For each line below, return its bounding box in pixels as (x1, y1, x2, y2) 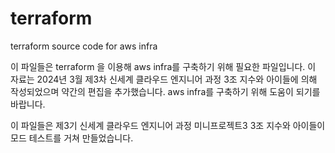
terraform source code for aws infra (10, 40, 158, 52)
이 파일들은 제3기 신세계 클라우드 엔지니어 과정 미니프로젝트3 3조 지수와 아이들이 (10, 119, 326, 131)
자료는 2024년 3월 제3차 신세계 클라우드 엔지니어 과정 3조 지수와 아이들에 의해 (10, 73, 318, 85)
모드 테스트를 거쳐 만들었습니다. (10, 132, 134, 144)
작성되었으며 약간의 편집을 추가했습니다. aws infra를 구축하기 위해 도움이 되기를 (10, 85, 321, 97)
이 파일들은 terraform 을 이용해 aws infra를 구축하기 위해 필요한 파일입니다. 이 (10, 60, 317, 72)
